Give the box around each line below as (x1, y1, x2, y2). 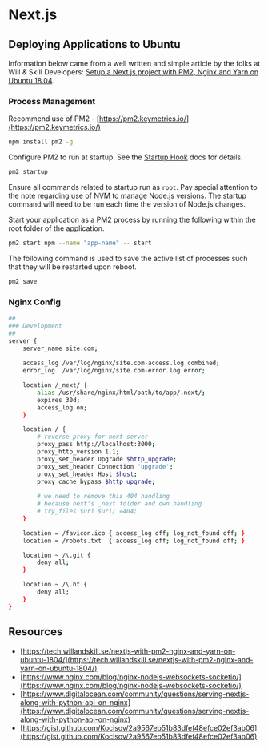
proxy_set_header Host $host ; (37, 470, 138, 478)
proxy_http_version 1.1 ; (37, 448, 120, 456)
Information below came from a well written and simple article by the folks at (8, 58, 261, 68)
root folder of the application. (8, 223, 105, 233)
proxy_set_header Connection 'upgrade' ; (37, 462, 174, 470)
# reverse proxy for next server (37, 433, 149, 441)
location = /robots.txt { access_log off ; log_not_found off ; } (22, 537, 246, 545)
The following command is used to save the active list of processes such (8, 253, 248, 263)
